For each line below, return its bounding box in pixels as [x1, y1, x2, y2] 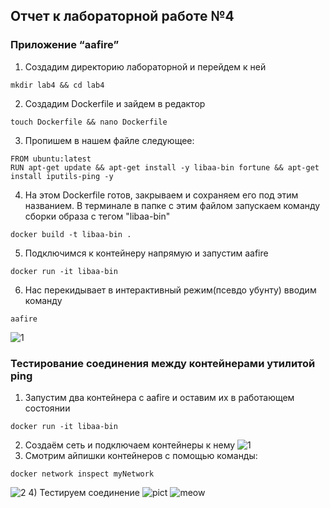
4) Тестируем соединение [28, 486, 140, 498]
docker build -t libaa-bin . [10, 229, 132, 239]
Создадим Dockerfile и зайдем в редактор [24, 97, 206, 109]
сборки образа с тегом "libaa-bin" [24, 210, 171, 222]
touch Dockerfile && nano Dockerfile [10, 117, 168, 127]
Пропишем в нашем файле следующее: [24, 134, 195, 146]
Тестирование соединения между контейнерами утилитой [10, 356, 316, 370]
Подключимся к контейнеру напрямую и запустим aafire [24, 247, 269, 259]
